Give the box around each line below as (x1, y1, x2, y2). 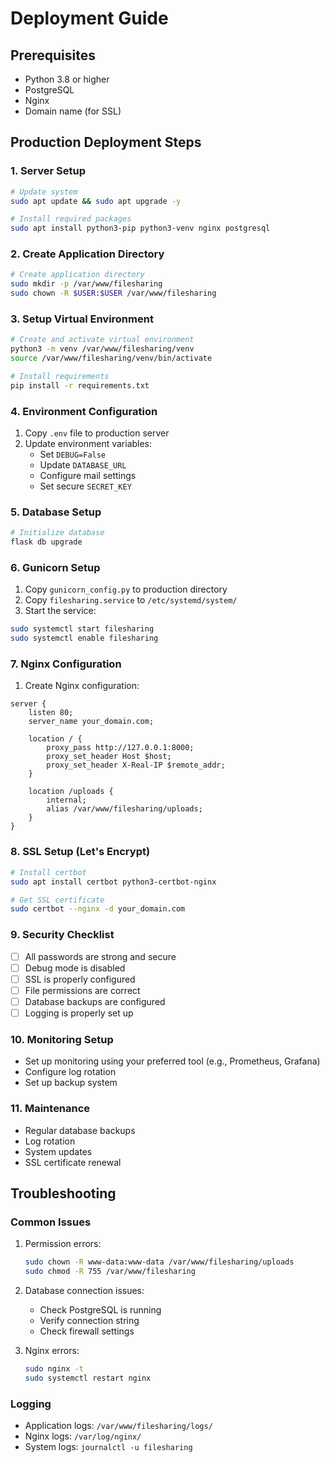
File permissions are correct (24, 984, 141, 996)
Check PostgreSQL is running (39, 1303, 162, 1316)
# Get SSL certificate (10, 895, 105, 905)
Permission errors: (24, 1238, 102, 1250)
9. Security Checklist (10, 928, 115, 942)
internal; (46, 795, 87, 806)
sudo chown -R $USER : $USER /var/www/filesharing (10, 288, 217, 299)
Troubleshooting (10, 1185, 117, 1202)
